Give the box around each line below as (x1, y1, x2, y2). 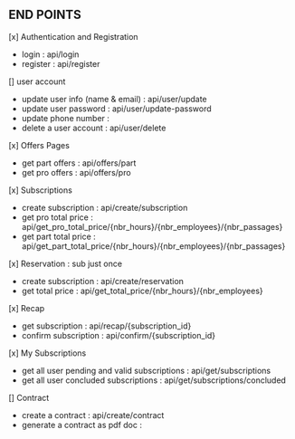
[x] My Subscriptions (8, 348, 87, 358)
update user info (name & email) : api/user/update (21, 93, 207, 104)
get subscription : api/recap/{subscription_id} (21, 320, 192, 331)
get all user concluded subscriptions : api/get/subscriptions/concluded (21, 375, 287, 386)
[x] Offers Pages (8, 139, 70, 150)
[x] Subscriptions (8, 185, 73, 196)
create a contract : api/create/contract (21, 409, 165, 420)
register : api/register (21, 58, 100, 69)
